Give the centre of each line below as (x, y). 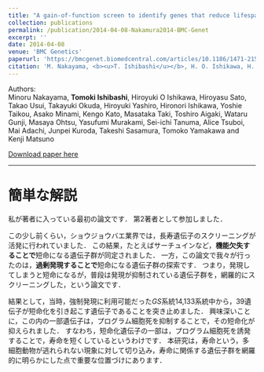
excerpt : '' (27, 37)
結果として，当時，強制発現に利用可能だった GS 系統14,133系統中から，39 (126, 301)
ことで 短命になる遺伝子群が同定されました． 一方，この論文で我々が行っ (133, 255)
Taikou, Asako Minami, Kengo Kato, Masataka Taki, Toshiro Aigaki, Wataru (128, 114)
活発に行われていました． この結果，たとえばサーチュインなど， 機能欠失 (126, 245)
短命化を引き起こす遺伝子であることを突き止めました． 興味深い (133, 311)
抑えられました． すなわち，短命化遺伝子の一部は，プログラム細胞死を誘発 (130, 330)
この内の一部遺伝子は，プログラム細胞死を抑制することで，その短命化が (138, 321)
